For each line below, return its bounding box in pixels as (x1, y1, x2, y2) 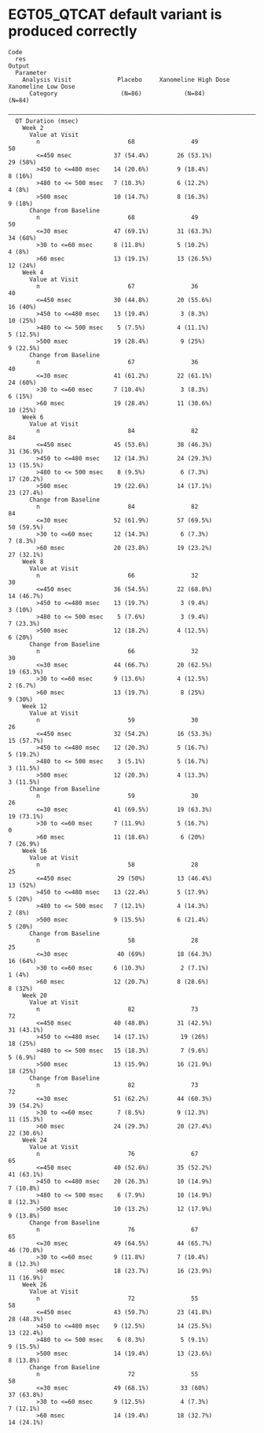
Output (8, 61, 30, 70)
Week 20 (22, 992, 47, 999)
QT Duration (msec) (15, 116, 79, 125)
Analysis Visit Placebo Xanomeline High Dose (22, 76, 230, 83)
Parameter (15, 68, 47, 76)
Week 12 (22, 702, 47, 710)
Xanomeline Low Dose (8, 83, 76, 90)
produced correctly (8, 22, 137, 40)
